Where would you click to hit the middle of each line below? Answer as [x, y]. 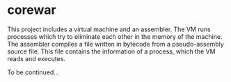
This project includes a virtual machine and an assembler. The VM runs [109, 29]
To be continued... [33, 72]
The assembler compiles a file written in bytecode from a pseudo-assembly [115, 44]
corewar [32, 10]
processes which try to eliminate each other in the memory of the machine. [115, 36]
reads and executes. [37, 58]
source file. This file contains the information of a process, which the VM [111, 51]
